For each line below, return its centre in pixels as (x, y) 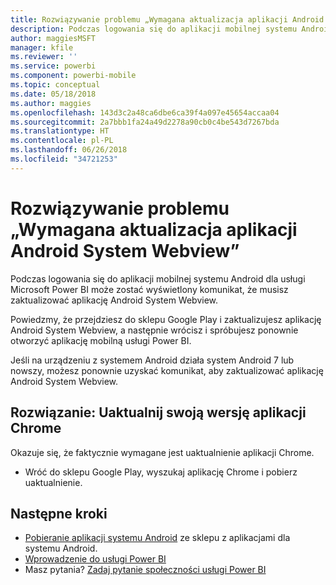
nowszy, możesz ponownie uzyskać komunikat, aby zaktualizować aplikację (167, 370)
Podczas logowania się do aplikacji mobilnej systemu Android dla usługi (158, 278)
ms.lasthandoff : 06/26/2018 (69, 150)
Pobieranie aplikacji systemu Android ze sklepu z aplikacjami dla (157, 538)
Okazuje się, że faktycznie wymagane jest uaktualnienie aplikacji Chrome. (162, 452)
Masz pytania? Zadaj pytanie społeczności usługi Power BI (145, 570)
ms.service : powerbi (53, 66)
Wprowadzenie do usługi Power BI (95, 559)
